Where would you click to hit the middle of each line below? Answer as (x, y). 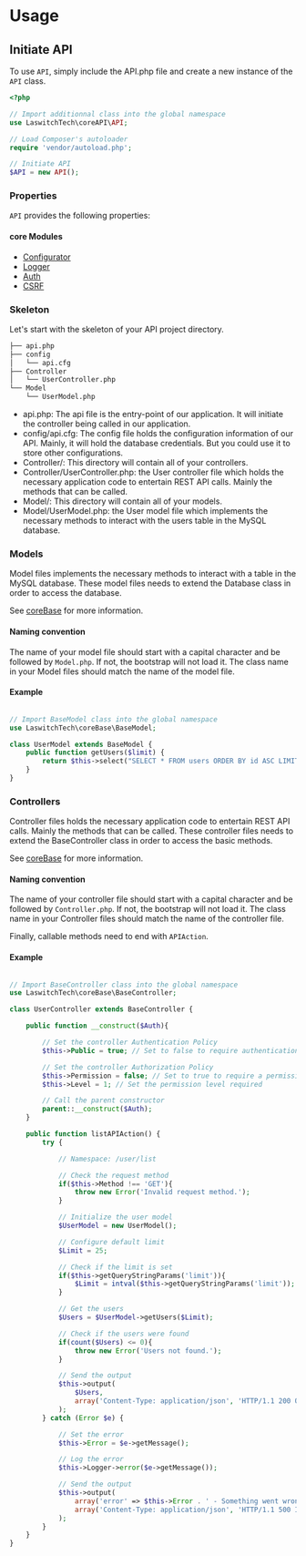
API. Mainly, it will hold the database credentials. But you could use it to (157, 444)
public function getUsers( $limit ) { (96, 752)
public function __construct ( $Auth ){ (97, 1026)
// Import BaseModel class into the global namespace (114, 719)
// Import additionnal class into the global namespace (117, 114)
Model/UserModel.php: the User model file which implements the (145, 511)
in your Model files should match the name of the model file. (122, 671)
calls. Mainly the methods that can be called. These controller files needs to (152, 831)
